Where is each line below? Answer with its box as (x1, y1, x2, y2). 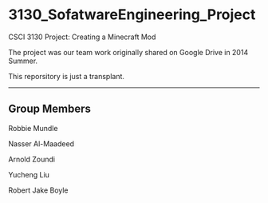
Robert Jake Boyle (8, 185, 69, 195)
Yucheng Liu (8, 169, 50, 179)
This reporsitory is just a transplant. (8, 71, 125, 81)
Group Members (8, 102, 92, 116)
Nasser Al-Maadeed (8, 138, 74, 149)
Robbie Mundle (8, 123, 58, 133)
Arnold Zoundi (8, 154, 56, 164)
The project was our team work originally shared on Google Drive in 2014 (8, 47, 249, 57)
